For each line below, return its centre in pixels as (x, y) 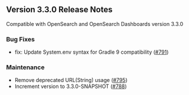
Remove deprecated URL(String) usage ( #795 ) (71, 80)
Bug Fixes (21, 39)
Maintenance (26, 67)
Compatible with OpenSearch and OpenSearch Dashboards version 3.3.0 (95, 24)
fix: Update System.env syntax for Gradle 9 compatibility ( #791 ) (92, 52)
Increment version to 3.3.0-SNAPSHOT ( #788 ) (71, 86)
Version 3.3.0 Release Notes (59, 10)
